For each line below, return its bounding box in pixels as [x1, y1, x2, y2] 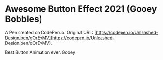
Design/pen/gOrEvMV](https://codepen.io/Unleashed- [5, 35, 115, 41]
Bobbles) [5, 14, 42, 25]
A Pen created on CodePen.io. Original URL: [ [5, 30, 96, 35]
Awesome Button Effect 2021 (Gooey [5, 3, 157, 15]
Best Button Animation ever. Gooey [5, 49, 76, 55]
